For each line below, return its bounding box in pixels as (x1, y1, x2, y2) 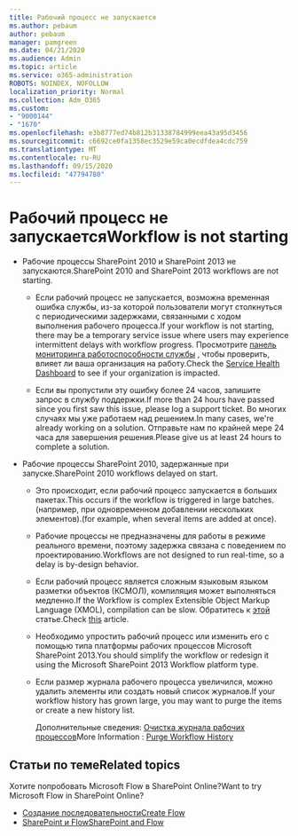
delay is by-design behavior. (35, 559, 139, 570)
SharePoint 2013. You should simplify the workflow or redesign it (35, 650, 269, 661)
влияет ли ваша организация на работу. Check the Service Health (35, 359, 280, 369)
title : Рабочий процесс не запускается (9, 12, 157, 22)
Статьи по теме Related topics (9, 757, 181, 772)
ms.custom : (9, 104, 50, 113)
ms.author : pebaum (9, 21, 77, 30)
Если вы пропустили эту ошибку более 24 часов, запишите (35, 385, 262, 396)
